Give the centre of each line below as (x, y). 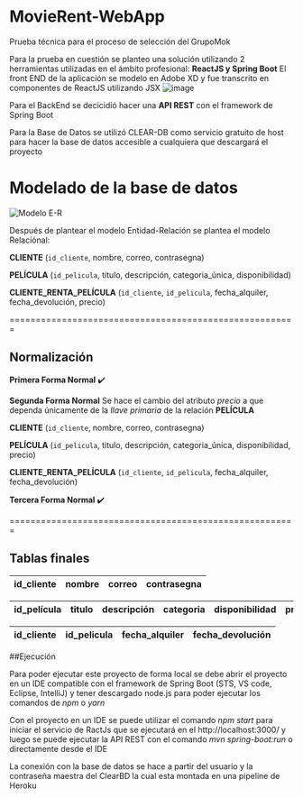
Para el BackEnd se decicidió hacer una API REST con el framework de (141, 105)
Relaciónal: (30, 240)
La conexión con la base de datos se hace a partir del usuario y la (131, 766)
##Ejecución (33, 656)
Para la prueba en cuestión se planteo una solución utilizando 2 (127, 59)
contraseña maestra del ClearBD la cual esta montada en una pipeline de (145, 775)
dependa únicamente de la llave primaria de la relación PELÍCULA (132, 410)
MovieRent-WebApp (87, 17)
